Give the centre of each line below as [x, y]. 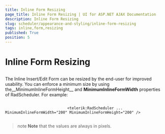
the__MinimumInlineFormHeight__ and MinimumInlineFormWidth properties [83, 89]
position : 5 [17, 38]
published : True [22, 33]
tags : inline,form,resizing [34, 28]
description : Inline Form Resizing [42, 19]
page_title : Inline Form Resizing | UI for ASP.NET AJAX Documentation [81, 14]
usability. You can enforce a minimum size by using [57, 84]
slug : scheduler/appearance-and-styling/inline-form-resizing [71, 24]
